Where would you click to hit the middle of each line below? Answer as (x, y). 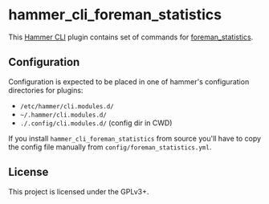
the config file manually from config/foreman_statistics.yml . (110, 147)
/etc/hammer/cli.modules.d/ (67, 106)
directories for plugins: (46, 90)
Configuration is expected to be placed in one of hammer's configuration (129, 81)
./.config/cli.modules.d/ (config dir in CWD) (96, 123)
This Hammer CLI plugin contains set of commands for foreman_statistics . (131, 37)
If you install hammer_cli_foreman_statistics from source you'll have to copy (135, 138)
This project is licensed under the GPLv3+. (79, 191)
